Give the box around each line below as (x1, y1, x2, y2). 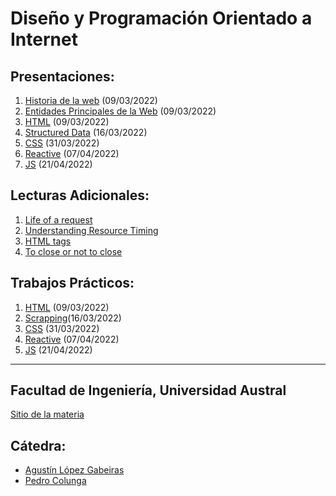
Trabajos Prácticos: (10, 275, 135, 292)
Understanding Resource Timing (24, 224, 159, 236)
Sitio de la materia (10, 408, 85, 421)
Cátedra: (10, 437, 67, 454)
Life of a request (24, 213, 93, 226)
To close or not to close (24, 245, 123, 257)
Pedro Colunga (24, 475, 87, 487)
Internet (10, 28, 78, 51)
